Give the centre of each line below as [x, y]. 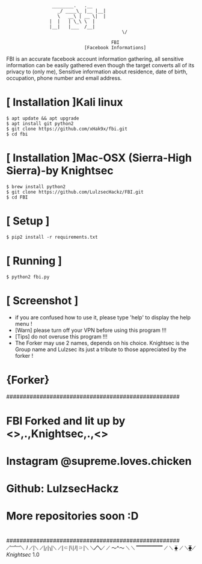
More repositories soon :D [72, 516]
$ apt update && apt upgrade [43, 118]
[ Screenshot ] [42, 300]
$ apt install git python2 [40, 123]
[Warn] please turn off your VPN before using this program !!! [91, 330]
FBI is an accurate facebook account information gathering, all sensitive [95, 59]
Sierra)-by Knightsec [60, 171]
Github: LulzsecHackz [63, 489]
